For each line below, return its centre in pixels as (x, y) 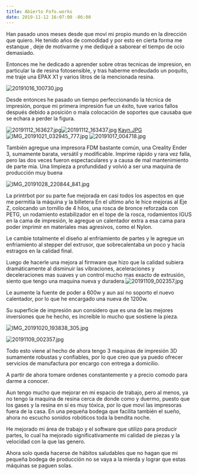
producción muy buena (35, 172)
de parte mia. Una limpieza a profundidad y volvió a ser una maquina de (94, 166)
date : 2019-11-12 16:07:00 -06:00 (49, 17)
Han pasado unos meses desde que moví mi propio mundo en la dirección (97, 34)
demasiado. (20, 53)
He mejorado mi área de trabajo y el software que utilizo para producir (92, 429)
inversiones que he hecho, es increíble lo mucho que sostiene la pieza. (92, 316)
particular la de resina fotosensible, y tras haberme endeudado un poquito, (97, 70)
